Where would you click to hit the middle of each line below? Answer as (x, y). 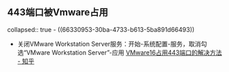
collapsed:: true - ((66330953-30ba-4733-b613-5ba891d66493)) (101, 29)
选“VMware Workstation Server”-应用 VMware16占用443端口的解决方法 (119, 52)
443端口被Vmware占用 (58, 12)
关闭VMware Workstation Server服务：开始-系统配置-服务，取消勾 (112, 44)
